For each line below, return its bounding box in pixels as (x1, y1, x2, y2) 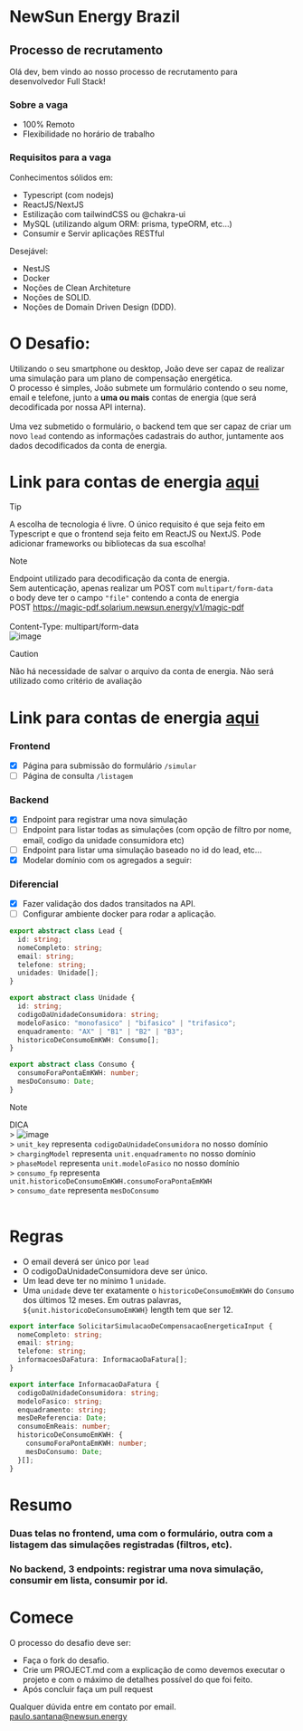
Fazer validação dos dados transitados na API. (22, 898, 196, 908)
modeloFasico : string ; (17, 1396, 103, 1406)
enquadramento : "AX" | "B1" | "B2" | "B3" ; (17, 1027, 185, 1036)
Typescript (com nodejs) (22, 189, 115, 200)
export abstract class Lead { (9, 927, 124, 936)
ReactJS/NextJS (22, 199, 84, 210)
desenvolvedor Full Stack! (9, 76, 106, 87)
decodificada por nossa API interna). (9, 401, 147, 413)
